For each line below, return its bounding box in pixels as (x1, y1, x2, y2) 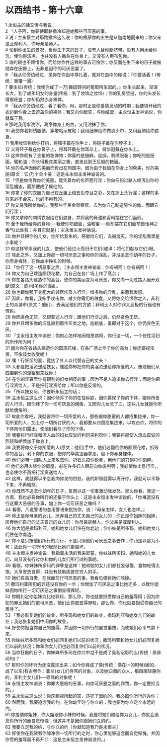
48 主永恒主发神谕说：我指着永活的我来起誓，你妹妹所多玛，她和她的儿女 (5, 550, 156, 556)
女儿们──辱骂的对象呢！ (26, 674, 77, 680)
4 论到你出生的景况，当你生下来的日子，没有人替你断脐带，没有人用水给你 (5, 47, 158, 53)
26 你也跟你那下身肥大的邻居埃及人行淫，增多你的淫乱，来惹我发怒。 (5, 289, 147, 295)
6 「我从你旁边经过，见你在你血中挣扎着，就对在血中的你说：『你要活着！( (5, 72, 157, 78)
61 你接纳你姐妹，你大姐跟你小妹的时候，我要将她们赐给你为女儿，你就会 (5, 711, 155, 717)
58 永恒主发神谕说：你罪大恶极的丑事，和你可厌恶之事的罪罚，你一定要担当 (5, 680, 160, 686)
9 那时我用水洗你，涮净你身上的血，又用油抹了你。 (5, 121, 109, 127)
